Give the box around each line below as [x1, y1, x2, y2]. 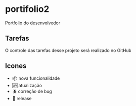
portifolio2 [5, 3, 49, 15]
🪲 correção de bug [12, 88, 52, 94]
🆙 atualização [12, 82, 42, 88]
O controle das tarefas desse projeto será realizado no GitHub [5, 47, 132, 53]
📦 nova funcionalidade [12, 75, 60, 81]
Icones [5, 62, 27, 70]
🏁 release [12, 95, 32, 101]
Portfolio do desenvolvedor [5, 20, 60, 26]
